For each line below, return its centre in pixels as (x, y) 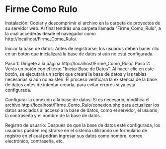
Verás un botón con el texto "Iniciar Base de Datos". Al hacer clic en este (80, 69)
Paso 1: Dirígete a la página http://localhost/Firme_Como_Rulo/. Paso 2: (78, 63)
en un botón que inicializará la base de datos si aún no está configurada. (80, 54)
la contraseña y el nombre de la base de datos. (53, 115)
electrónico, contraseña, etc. (35, 141)
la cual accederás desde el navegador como (50, 33)
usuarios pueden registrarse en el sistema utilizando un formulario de (76, 130)
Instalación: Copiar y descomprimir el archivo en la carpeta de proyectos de (83, 23)
